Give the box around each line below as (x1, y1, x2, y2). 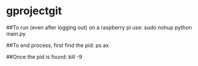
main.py (6, 30, 26, 37)
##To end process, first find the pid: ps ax (6, 42, 109, 49)
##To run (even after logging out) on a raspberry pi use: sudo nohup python (6, 24, 192, 31)
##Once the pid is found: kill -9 (6, 53, 83, 60)
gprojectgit (6, 4, 62, 18)
